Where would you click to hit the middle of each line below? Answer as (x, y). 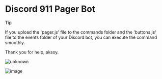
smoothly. (15, 42)
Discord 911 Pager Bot (50, 9)
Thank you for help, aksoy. (32, 52)
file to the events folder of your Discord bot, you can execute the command (81, 37)
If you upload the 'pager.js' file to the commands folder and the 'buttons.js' (81, 32)
